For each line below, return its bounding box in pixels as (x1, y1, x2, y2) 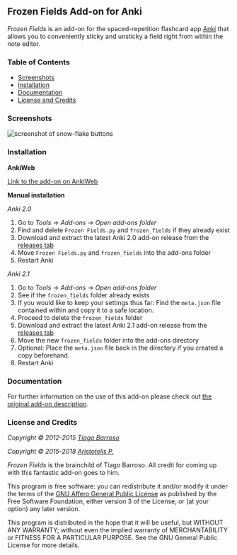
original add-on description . (7, 400, 88, 408)
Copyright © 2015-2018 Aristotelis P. (7, 447, 115, 456)
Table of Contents (7, 57, 71, 67)
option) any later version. (7, 505, 80, 513)
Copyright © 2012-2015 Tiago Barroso (7, 433, 120, 442)
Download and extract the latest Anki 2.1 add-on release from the (17, 321, 207, 329)
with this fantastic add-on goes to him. (7, 469, 120, 477)
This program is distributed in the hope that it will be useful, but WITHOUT (7, 518, 224, 527)
